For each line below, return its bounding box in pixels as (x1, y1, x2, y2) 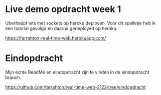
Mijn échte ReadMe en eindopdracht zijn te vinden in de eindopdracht (5, 69, 149, 75)
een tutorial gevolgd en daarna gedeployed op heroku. (5, 25, 118, 31)
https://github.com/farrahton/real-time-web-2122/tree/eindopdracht (5, 84, 146, 90)
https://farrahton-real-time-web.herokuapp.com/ (5, 35, 106, 41)
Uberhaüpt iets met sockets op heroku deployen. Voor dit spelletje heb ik (5, 20, 156, 26)
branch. (5, 74, 22, 80)
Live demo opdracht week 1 (5, 3, 121, 15)
